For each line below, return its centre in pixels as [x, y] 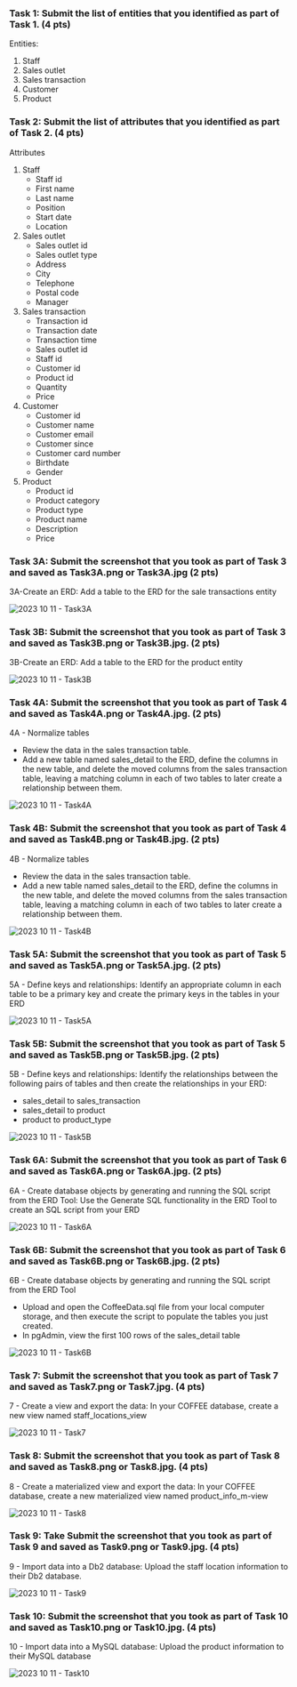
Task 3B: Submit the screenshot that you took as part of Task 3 [148, 631]
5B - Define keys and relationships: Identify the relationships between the [144, 1074]
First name [55, 189]
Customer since [64, 444]
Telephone [55, 283]
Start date [54, 217]
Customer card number [78, 453]
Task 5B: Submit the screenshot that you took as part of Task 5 [148, 1044]
